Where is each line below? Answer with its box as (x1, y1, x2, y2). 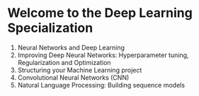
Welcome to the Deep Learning (7, 5, 193, 21)
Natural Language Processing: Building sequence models (17, 80, 186, 89)
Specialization (7, 20, 93, 36)
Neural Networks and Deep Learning (17, 43, 125, 52)
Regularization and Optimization (17, 58, 111, 66)
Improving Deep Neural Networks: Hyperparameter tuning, (17, 51, 189, 59)
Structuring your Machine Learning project (17, 66, 142, 74)
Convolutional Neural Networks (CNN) (17, 73, 130, 82)
